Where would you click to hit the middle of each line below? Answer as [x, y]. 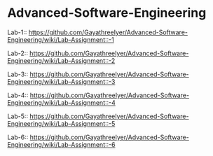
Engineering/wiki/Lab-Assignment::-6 [61, 144]
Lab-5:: [18, 116]
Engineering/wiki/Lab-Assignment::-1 [61, 39]
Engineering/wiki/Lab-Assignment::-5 [61, 123]
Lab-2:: [18, 53]
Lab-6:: [18, 137]
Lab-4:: [18, 95]
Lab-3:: [18, 74]
